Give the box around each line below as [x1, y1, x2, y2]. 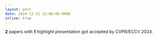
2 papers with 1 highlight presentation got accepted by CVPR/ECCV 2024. [5, 29, 153, 35]
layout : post [5, 7, 32, 12]
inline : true [5, 16, 32, 20]
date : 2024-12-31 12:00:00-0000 [5, 11, 70, 16]
